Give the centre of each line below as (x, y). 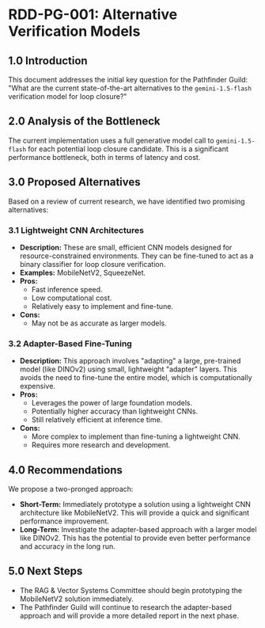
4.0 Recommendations (65, 470)
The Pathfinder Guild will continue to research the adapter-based (125, 607)
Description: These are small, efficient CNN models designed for (126, 247)
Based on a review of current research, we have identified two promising (127, 201)
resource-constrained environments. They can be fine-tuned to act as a (136, 256)
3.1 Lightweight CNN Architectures (76, 230)
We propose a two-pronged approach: (71, 489)
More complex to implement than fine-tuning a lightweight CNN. (136, 436)
